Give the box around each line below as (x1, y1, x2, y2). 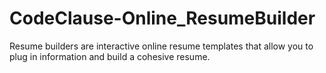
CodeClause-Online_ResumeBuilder (9, 7, 316, 30)
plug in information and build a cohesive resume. (9, 50, 211, 62)
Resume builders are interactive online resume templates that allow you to (9, 40, 314, 52)
